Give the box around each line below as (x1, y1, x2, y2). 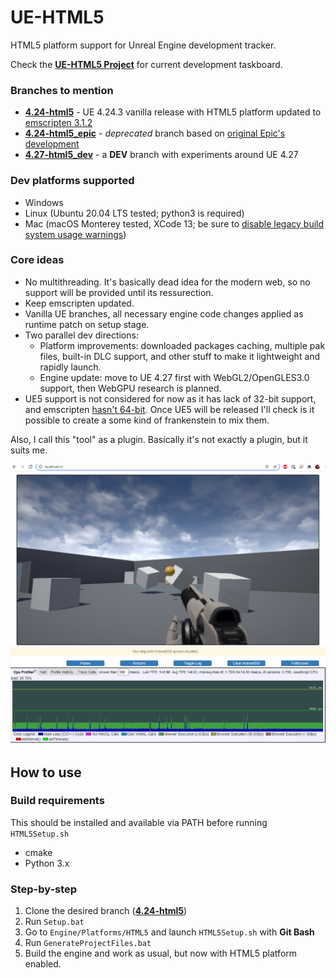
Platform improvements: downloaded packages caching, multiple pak (39, 339, 326, 351)
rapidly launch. (39, 361, 102, 373)
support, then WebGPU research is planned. (39, 382, 222, 394)
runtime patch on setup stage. (24, 318, 150, 330)
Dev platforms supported (10, 174, 135, 188)
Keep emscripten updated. (24, 297, 135, 309)
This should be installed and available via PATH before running (10, 816, 268, 828)
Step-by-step (10, 882, 78, 896)
